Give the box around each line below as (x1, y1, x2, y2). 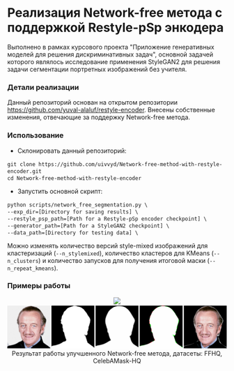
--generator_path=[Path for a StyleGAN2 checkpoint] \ (7, 222, 170, 229)
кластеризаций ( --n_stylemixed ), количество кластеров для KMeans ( (7, 249, 214, 257)
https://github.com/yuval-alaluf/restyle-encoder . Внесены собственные (7, 106, 216, 114)
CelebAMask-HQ (93, 357, 141, 365)
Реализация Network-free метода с (7, 5, 223, 21)
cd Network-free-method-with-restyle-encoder (7, 174, 141, 182)
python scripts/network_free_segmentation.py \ (7, 201, 148, 209)
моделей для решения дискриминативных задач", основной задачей (7, 50, 214, 59)
